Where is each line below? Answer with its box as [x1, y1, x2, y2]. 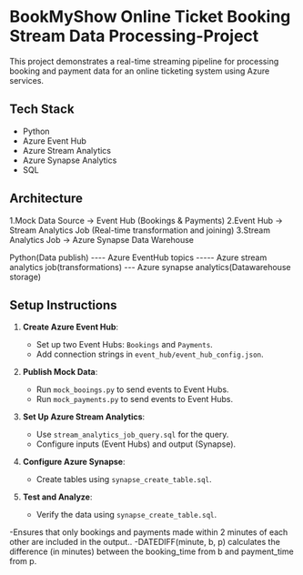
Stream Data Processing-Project [9, 25, 259, 46]
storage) [9, 271, 42, 282]
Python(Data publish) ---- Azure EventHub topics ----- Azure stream [9, 252, 268, 263]
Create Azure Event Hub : [22, 321, 119, 333]
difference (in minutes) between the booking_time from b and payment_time [9, 546, 294, 557]
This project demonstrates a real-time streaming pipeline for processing [9, 55, 279, 66]
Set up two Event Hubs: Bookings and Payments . [35, 339, 214, 350]
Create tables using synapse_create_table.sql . [35, 474, 212, 485]
